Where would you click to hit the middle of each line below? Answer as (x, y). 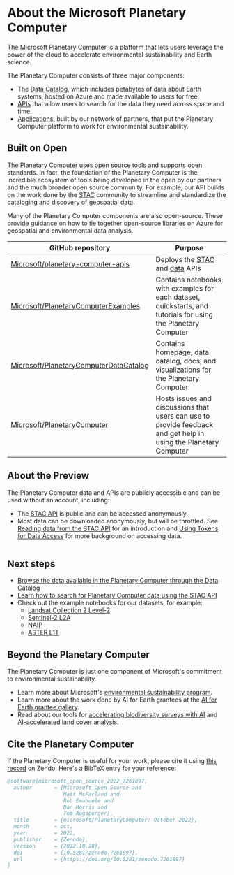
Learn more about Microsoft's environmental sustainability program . (115, 693)
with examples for (185, 288)
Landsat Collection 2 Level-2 (69, 610)
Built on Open (37, 148)
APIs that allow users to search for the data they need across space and (120, 103)
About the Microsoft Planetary (97, 13)
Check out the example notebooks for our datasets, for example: (110, 603)
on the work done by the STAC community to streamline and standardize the (117, 194)
